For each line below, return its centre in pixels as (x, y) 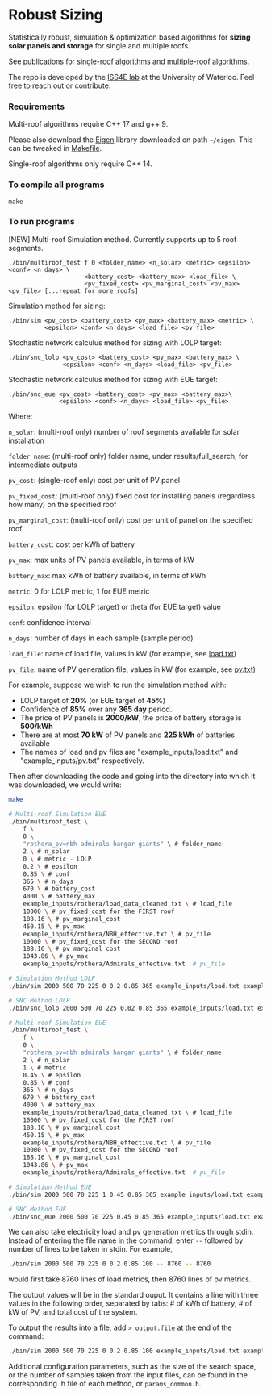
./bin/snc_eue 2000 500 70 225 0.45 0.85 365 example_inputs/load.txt (129, 1217)
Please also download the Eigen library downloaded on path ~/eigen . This (131, 140)
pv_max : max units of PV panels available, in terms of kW (102, 560)
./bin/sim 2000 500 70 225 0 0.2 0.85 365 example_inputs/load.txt (124, 986)
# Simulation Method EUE (50, 1187)
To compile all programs (56, 185)
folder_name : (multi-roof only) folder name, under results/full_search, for (128, 456)
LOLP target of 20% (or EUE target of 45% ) (93, 700)
